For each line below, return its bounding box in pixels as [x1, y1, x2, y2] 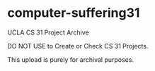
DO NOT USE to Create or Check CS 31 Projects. [7, 41, 149, 50]
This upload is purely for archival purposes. [7, 55, 134, 64]
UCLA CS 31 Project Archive [7, 28, 90, 37]
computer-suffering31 [7, 5, 140, 21]
